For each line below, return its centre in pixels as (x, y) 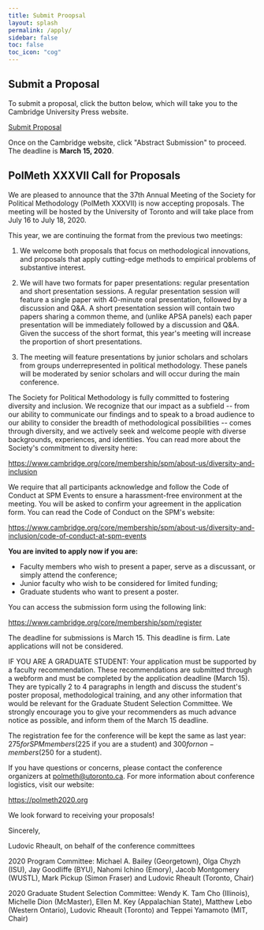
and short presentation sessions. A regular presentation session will (130, 291)
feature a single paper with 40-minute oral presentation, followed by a (133, 299)
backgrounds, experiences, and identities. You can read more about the (125, 439)
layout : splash (33, 23)
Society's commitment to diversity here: (73, 448)
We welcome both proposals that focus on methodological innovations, (135, 251)
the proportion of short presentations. (81, 342)
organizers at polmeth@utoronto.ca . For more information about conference (132, 776)
